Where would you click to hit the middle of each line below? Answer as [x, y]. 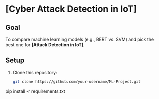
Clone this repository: [35, 72]
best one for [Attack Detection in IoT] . [45, 45]
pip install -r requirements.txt [35, 91]
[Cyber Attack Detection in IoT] [71, 9]
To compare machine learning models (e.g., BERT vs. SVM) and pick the [80, 39]
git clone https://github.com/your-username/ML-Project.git [76, 81]
